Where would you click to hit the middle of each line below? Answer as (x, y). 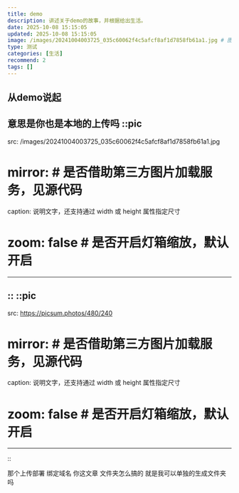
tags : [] (20, 67)
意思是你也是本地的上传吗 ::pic (75, 124)
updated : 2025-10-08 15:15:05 (52, 34)
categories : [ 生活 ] (35, 54)
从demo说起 (34, 98)
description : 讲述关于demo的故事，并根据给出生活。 (77, 21)
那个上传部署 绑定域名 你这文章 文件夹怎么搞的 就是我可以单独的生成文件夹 (117, 473)
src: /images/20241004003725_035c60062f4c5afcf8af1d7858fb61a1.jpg (114, 141)
